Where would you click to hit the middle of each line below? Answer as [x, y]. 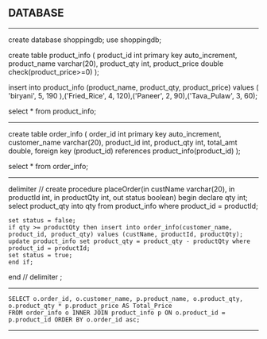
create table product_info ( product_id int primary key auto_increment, [123, 55]
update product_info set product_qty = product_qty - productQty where [129, 241]
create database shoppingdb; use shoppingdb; [85, 40]
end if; [21, 262]
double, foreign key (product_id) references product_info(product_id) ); [124, 151]
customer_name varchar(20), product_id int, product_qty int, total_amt [123, 142]
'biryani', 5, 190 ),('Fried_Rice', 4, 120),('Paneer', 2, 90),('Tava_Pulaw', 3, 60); [133, 95]
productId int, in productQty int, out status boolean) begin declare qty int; [128, 197]
